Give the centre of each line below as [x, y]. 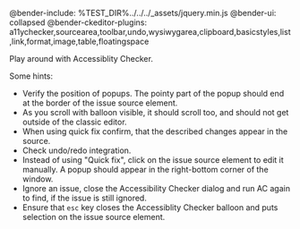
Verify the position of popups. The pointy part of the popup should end [153, 93]
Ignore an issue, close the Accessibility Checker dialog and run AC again [156, 188]
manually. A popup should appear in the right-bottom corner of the [145, 170]
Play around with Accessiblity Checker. [81, 59]
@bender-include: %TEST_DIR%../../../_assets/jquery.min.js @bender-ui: [143, 13]
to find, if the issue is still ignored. [85, 198]
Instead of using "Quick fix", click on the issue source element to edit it [153, 160]
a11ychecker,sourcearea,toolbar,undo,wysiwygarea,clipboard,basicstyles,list [150, 32]
